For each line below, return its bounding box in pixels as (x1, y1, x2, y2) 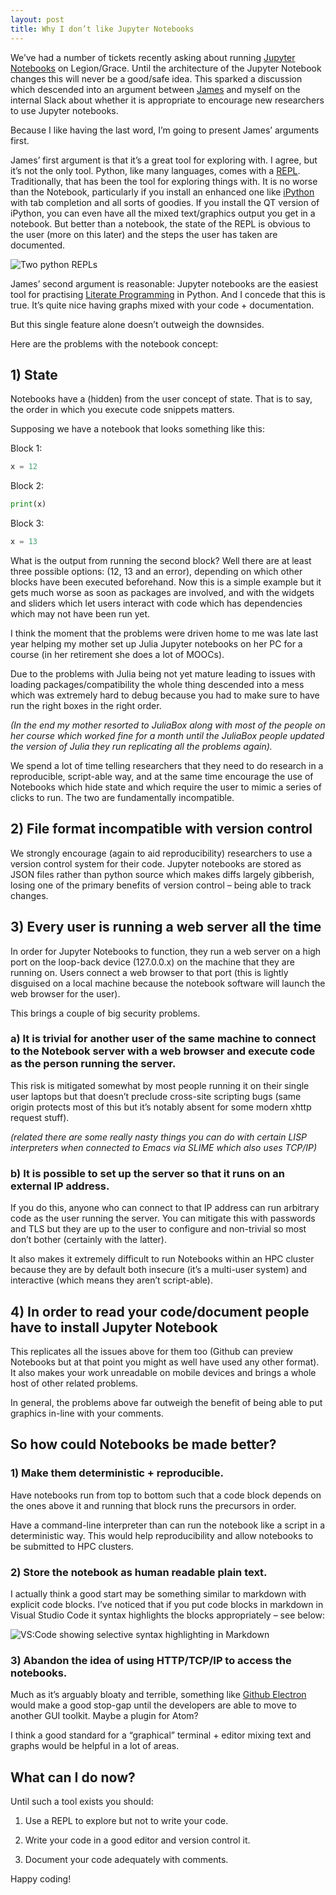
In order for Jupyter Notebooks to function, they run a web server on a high (10, 945, 322, 957)
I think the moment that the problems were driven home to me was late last (10, 627, 319, 639)
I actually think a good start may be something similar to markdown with (10, 1587, 307, 1600)
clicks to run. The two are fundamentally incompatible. (10, 791, 235, 803)
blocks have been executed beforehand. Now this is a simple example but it (10, 576, 322, 588)
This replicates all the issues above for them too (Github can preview (10, 1345, 293, 1357)
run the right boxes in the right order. (10, 699, 162, 711)
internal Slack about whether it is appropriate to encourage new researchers (10, 94, 325, 106)
